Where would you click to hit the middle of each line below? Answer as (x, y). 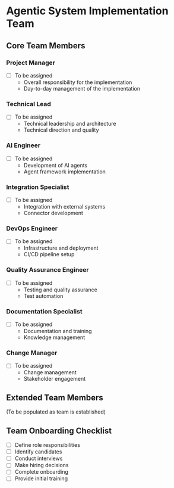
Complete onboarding (41, 472)
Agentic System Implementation (87, 11)
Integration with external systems (64, 207)
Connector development (53, 213)
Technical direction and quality (61, 130)
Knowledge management (54, 337)
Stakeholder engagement (55, 379)
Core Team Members (46, 46)
